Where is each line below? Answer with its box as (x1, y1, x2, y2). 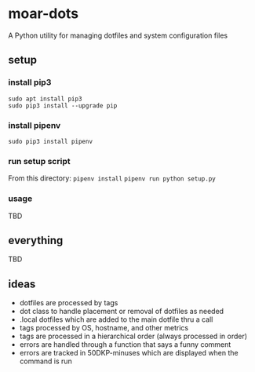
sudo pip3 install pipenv (8, 137, 93, 145)
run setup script (8, 155, 71, 166)
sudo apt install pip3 (8, 95, 82, 103)
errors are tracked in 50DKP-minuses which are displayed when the (19, 348, 239, 358)
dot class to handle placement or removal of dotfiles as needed (19, 307, 224, 316)
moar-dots (8, 5, 79, 23)
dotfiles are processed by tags (19, 298, 118, 308)
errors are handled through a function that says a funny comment (19, 340, 231, 349)
